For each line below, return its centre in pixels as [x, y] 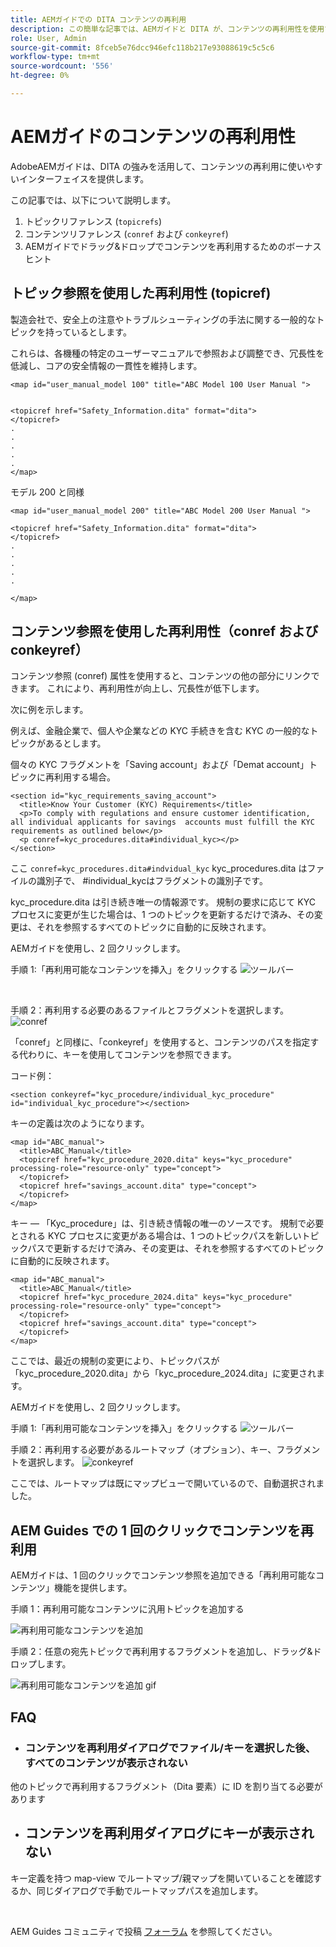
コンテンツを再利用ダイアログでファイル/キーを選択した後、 [170, 1748]
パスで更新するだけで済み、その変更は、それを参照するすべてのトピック [176, 1248]
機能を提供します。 [93, 1588]
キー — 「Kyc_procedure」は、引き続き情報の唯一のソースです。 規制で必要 [167, 1223]
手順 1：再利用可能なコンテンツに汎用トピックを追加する [127, 1609]
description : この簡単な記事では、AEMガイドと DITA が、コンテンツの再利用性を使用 [167, 29]
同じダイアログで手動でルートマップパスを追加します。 [150, 1890]
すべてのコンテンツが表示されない [106, 1763]
